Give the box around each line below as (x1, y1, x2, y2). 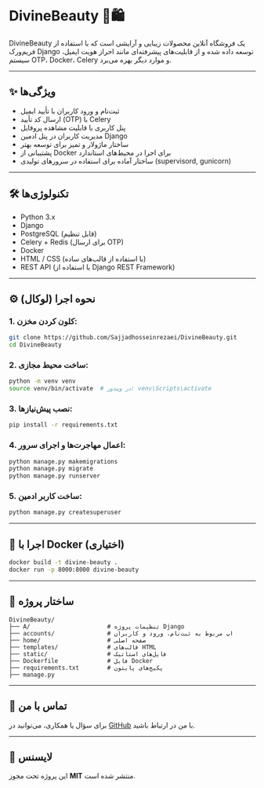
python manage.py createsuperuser (9, 508, 122, 516)
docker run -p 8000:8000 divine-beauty (9, 566, 139, 574)
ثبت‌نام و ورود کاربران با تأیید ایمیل (20, 106, 120, 115)
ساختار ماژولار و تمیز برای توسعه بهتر (20, 139, 128, 148)
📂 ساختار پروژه (9, 595, 74, 608)
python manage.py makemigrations (9, 457, 118, 465)
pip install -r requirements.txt (9, 421, 118, 429)
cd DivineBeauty (9, 341, 62, 349)
